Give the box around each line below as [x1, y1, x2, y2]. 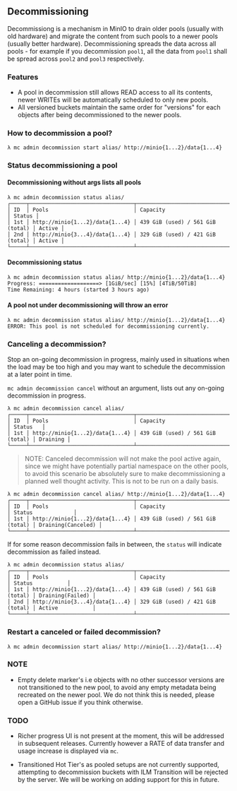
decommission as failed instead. [7, 547, 101, 557]
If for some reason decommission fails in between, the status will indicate [7, 540, 222, 549]
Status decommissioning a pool [7, 160, 118, 170]
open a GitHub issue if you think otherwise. [17, 698, 143, 706]
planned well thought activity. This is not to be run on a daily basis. [24, 477, 219, 486]
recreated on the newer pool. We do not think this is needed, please [17, 690, 215, 698]
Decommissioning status [7, 258, 83, 267]
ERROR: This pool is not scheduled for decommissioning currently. [7, 323, 210, 330]
